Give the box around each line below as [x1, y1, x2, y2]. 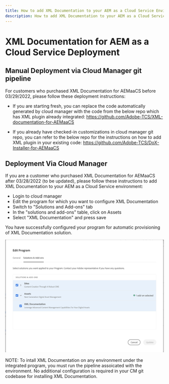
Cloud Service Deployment [5, 46, 120, 58]
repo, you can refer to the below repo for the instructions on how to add [12, 134, 161, 140]
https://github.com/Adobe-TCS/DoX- [82, 139, 159, 146]
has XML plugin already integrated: [12, 113, 86, 119]
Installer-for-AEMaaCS [12, 145, 59, 151]
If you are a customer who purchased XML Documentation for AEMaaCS [5, 173, 155, 179]
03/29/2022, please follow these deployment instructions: [5, 93, 126, 99]
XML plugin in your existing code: [12, 139, 82, 146]
